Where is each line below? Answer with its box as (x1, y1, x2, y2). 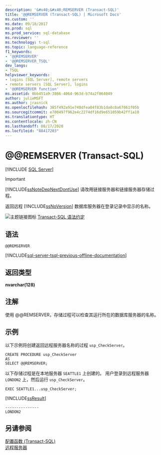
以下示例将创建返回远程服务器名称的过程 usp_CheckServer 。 (5, 342, 128, 348)
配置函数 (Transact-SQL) (5, 438, 56, 444)
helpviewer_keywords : (5, 73, 50, 78)
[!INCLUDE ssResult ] (5, 395, 46, 401)
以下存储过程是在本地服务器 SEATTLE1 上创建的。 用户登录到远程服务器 (5, 370, 150, 376)
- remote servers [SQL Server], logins (5, 82, 88, 87)
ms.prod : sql (5, 26, 32, 31)
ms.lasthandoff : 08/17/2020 (5, 124, 64, 129)
